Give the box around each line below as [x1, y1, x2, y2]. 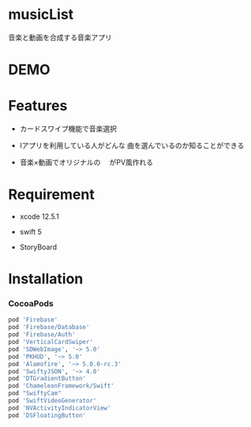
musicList [8, 6, 74, 24]
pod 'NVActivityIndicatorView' [8, 404, 111, 412]
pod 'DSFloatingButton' [8, 411, 87, 419]
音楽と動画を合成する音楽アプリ [8, 32, 112, 42]
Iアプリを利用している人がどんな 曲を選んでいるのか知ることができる [19, 140, 245, 151]
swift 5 [19, 227, 42, 236]
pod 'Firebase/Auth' [8, 331, 77, 339]
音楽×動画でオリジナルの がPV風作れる [19, 158, 154, 167]
